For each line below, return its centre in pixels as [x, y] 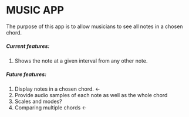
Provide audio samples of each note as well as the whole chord [91, 95]
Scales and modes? [38, 101]
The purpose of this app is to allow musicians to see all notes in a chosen [95, 26]
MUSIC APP [35, 10]
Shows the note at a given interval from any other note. [81, 61]
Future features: [26, 74]
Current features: [28, 46]
